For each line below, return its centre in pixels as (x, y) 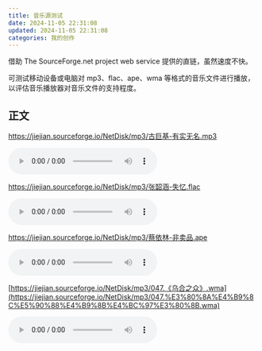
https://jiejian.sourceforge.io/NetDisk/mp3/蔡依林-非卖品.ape (108, 237)
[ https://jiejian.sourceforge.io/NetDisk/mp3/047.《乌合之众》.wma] (118, 288)
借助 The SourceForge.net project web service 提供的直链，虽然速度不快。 (130, 61)
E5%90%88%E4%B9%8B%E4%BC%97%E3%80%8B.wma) (120, 306)
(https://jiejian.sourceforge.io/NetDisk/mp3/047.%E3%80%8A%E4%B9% (129, 297)
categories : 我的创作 (42, 38)
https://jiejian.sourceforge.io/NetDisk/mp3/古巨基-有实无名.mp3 (112, 137)
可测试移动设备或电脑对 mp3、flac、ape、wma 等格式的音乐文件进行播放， (131, 78)
